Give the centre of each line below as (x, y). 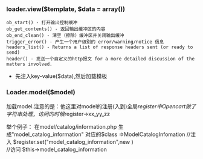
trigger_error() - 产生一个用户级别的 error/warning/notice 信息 (85, 42)
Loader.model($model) (41, 92)
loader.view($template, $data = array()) (66, 9)
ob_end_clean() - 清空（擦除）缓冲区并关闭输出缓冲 (65, 36)
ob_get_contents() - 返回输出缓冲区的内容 (56, 29)
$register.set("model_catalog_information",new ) (73, 141)
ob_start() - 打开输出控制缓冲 (42, 23)
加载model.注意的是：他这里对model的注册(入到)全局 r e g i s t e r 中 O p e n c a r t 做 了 (101, 106)
